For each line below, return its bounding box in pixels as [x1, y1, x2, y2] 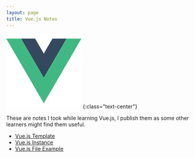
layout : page [6, 10, 39, 16]
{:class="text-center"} [82, 102, 138, 110]
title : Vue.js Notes [6, 16, 58, 22]
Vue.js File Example [14, 145, 64, 152]
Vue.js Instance [14, 138, 54, 146]
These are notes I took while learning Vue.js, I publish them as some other [6, 114, 189, 121]
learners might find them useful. [6, 120, 86, 128]
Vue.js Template [14, 132, 55, 139]
